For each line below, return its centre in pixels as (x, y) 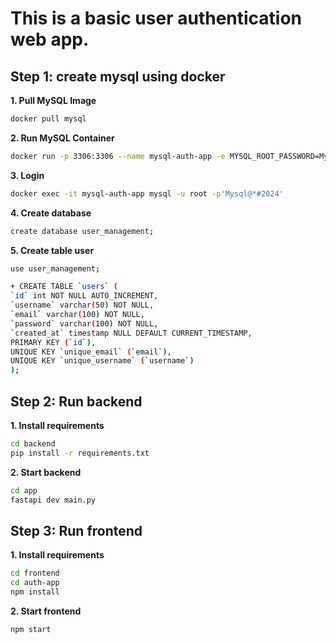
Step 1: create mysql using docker (118, 76)
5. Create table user (52, 250)
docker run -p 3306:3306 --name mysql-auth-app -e (118, 156)
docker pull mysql (48, 119)
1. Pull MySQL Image (53, 100)
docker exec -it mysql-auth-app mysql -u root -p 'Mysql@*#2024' (147, 193)
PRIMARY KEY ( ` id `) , (53, 342)
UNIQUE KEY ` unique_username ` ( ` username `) (102, 361)
